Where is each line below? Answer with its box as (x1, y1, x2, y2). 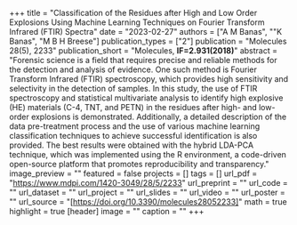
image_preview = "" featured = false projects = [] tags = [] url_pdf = (9, 168, 258, 179)
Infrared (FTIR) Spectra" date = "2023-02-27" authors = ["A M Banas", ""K (9, 27, 283, 36)
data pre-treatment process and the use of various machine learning (9, 121, 261, 132)
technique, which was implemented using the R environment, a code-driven (9, 149, 287, 159)
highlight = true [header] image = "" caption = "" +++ (9, 206, 205, 216)
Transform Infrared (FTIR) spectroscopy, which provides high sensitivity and (9, 74, 289, 84)
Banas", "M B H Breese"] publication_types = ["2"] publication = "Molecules (9, 36, 287, 46)
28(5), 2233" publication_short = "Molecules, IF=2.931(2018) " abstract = (9, 45, 278, 56)
